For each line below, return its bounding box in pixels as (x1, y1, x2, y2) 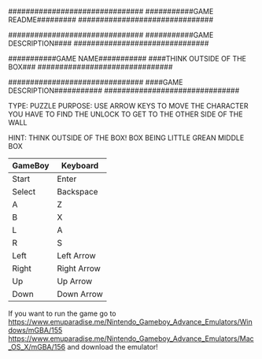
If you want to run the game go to (8, 309, 116, 318)
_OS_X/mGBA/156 (8, 342, 66, 351)
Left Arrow (57, 250, 96, 261)
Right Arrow (57, 263, 101, 274)
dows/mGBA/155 (8, 326, 63, 335)
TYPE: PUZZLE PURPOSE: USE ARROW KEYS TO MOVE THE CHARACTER (8, 102, 249, 110)
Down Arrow (57, 289, 104, 299)
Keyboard (61, 161, 99, 171)
